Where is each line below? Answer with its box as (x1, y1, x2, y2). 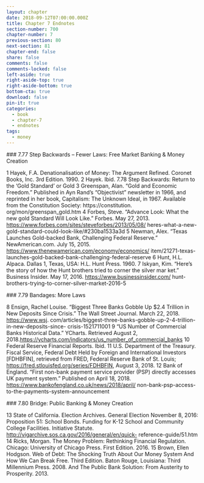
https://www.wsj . (6, 316, 49, 323)
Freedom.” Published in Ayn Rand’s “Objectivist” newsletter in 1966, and (6, 188, 186, 196)
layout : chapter (6, 9, 47, 15)
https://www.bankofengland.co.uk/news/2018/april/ (6, 381, 136, 388)
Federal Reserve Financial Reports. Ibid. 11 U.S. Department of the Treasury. (6, 342, 196, 349)
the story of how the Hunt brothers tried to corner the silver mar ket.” (6, 267, 180, 274)
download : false (6, 94, 47, 100)
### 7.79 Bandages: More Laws (6, 291, 86, 298)
